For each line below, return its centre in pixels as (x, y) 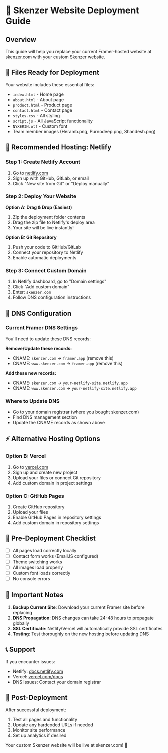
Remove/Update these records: (38, 348)
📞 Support (20, 649)
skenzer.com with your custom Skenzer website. (55, 57)
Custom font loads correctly (41, 573)
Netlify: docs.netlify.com (38, 671)
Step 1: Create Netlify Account (43, 162)
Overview (21, 39)
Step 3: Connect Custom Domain (46, 270)
